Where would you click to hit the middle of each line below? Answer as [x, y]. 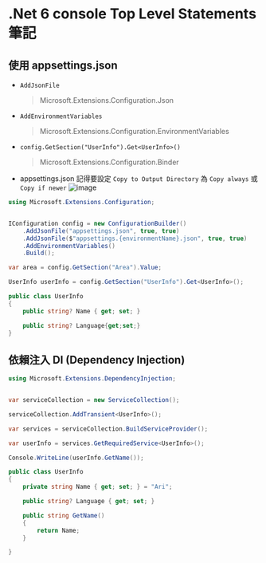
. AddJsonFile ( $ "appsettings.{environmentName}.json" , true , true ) [135, 238]
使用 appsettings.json [63, 65]
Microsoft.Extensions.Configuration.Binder [109, 162]
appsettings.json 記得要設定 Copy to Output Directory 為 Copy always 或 [139, 179]
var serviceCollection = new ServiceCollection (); [94, 400]
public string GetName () [64, 515]
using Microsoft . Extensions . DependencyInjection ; [92, 379]
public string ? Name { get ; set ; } [82, 311]
